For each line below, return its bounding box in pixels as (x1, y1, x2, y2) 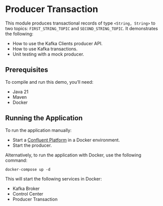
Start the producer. (12, 142, 52, 148)
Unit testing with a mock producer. (12, 51, 85, 57)
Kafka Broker (12, 185, 40, 191)
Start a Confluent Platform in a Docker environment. (12, 137, 120, 143)
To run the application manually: (5, 127, 72, 133)
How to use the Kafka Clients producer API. (12, 40, 103, 46)
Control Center (12, 190, 44, 196)
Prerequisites (5, 66, 48, 74)
